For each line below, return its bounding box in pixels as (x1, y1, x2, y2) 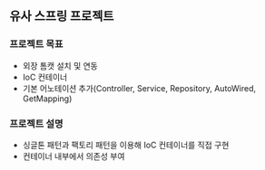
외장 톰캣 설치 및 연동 (22, 60, 98, 71)
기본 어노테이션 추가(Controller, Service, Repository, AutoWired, (22, 82, 257, 93)
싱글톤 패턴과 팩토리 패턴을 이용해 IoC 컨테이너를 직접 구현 (22, 139, 230, 150)
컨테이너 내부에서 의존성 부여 (22, 150, 125, 161)
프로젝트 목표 (9, 38, 64, 51)
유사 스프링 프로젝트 (9, 8, 114, 24)
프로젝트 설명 (9, 117, 64, 129)
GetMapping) (22, 93, 73, 104)
